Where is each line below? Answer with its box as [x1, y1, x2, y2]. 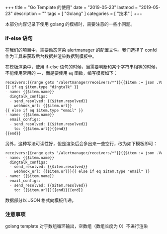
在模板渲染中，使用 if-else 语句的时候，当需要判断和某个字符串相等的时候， [5, 64, 160, 70]
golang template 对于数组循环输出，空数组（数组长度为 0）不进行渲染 [5, 223, 148, 229]
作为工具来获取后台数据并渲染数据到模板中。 [5, 53, 97, 59]
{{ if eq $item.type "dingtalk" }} [5, 85, 79, 90]
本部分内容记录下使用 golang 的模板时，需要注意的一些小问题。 [5, 21, 135, 27]
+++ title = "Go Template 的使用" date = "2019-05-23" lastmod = [5, 4, 138, 10]
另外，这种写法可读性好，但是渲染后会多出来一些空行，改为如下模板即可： [5, 140, 158, 146]
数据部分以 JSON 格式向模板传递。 [5, 197, 77, 203]
